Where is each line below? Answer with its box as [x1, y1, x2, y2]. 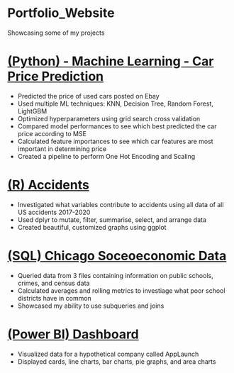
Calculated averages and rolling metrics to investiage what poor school [17, 286, 225, 295]
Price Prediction [7, 69, 104, 84]
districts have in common [17, 294, 92, 302]
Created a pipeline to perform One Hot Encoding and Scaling [17, 152, 196, 160]
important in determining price [17, 144, 107, 153]
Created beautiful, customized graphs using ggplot [17, 223, 167, 231]
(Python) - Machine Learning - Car [7, 53, 214, 69]
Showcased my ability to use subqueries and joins [17, 301, 165, 310]
